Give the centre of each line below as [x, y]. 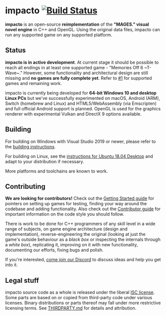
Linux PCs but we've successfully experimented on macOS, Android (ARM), [83, 98]
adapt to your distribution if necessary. [45, 161]
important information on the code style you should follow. [65, 214]
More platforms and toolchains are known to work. [56, 171]
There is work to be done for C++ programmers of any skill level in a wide [80, 224]
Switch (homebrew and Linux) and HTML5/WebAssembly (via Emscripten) [81, 103]
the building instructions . [30, 146]
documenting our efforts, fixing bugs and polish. [55, 250]
